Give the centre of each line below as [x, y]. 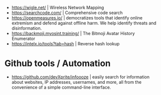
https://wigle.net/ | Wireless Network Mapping [58, 8]
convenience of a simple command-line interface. [61, 87]
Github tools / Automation [58, 64]
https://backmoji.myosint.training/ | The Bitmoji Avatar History [73, 33]
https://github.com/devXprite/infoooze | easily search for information [80, 77]
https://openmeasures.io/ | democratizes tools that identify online [77, 18]
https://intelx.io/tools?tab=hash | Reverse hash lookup [65, 44]
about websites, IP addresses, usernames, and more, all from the [76, 82]
